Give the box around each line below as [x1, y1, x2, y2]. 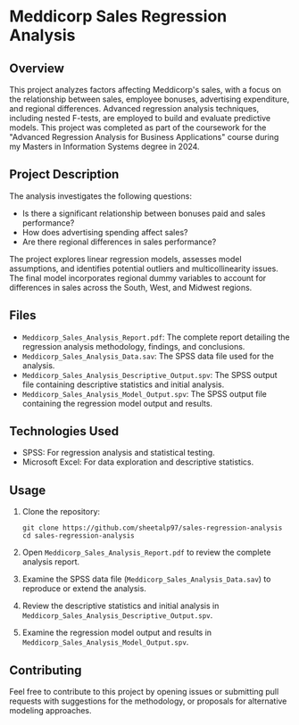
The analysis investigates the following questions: [9, 190, 192, 202]
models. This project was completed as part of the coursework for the [9, 122, 267, 133]
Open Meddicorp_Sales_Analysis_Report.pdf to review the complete [21, 547, 271, 558]
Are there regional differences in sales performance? [21, 236, 217, 247]
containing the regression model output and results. [21, 398, 212, 408]
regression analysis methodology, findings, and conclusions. [21, 341, 245, 351]
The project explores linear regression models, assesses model [9, 253, 243, 264]
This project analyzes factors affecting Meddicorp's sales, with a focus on [9, 85, 282, 95]
